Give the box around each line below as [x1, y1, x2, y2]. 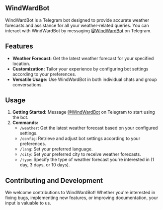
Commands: [12, 120, 39, 126]
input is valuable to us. [5, 200, 51, 206]
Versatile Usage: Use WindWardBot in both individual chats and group [12, 76, 158, 82]
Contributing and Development [5, 176, 103, 185]
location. [12, 61, 31, 67]
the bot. [12, 114, 29, 121]
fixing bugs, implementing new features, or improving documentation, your [5, 195, 159, 201]
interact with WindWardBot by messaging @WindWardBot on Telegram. [5, 27, 152, 34]
